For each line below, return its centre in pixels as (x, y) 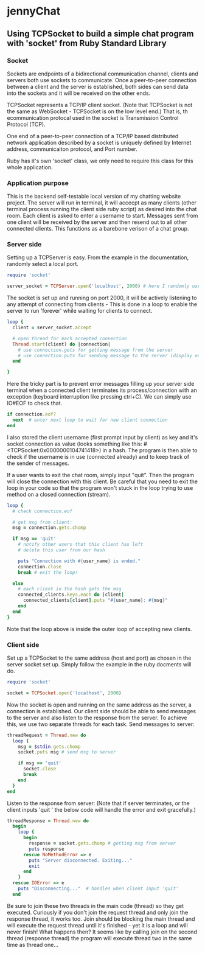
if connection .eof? (32, 414)
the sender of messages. (38, 463)
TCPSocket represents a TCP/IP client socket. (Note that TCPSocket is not (100, 105)
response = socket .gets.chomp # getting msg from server (102, 843)
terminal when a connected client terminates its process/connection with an (102, 390)
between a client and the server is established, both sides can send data (98, 86)
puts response (47, 849)
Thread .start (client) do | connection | (62, 344)
